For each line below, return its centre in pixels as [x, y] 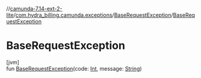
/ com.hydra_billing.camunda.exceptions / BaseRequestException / [93, 15]
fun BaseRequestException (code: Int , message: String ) [74, 68]
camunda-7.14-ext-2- [36, 9]
